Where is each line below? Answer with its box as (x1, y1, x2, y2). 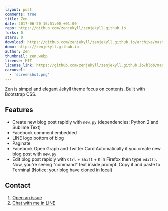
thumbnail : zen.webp (5, 53, 48, 59)
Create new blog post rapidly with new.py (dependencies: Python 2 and (12, 119, 159, 125)
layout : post (5, 7, 32, 12)
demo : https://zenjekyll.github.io (5, 44, 79, 49)
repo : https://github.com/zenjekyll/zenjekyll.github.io (5, 26, 126, 31)
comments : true (5, 12, 37, 17)
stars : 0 (5, 35, 23, 40)
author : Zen (5, 49, 30, 54)
